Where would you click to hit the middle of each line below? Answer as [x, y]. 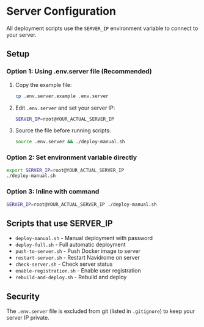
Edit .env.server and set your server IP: [65, 108]
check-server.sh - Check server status [64, 264]
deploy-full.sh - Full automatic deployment [71, 245]
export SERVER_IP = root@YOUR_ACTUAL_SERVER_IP [65, 170]
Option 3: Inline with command [53, 192]
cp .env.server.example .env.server [62, 96]
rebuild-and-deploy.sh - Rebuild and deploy [71, 277]
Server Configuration [61, 11]
